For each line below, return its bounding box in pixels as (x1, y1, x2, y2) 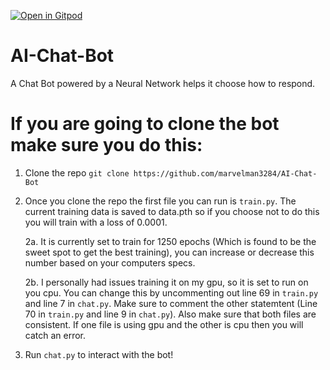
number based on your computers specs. (24, 256, 196, 269)
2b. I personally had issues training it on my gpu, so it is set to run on (24, 276, 309, 288)
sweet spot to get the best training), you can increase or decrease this (24, 246, 315, 258)
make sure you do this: (10, 134, 203, 157)
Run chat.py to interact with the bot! (24, 348, 174, 360)
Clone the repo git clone (24, 166, 130, 179)
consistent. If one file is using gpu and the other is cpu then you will (24, 318, 304, 330)
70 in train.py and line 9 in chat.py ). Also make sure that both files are (24, 308, 317, 320)
